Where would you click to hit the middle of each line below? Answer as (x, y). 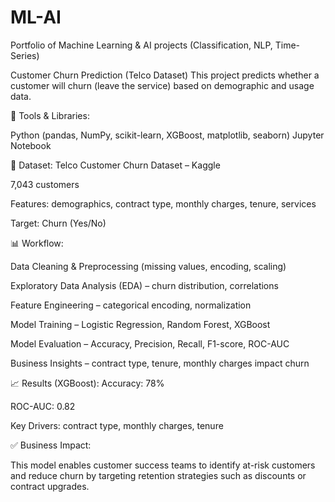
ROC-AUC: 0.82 (43, 406)
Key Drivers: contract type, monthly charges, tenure (117, 425)
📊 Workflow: (37, 243)
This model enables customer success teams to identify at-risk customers (163, 465)
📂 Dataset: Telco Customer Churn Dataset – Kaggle (115, 165)
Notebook (31, 145)
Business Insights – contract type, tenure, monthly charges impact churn (160, 363)
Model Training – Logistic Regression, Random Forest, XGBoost (140, 324)
